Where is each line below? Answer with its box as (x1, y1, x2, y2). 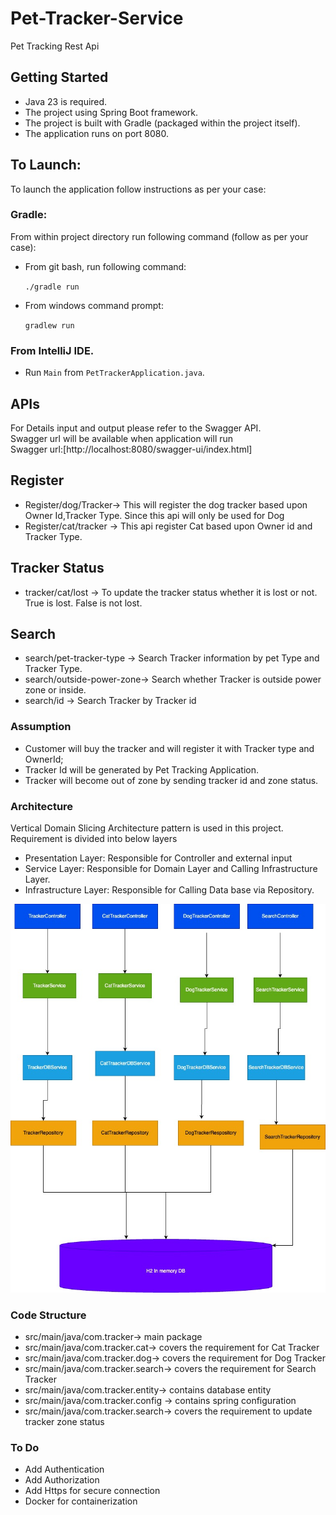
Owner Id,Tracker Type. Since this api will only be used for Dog (24, 509, 285, 521)
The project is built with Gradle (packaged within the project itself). (24, 117, 301, 129)
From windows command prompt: (24, 299, 164, 311)
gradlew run (24, 320, 75, 331)
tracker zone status (24, 1415, 105, 1427)
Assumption (10, 720, 72, 734)
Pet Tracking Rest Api (10, 40, 100, 52)
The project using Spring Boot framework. (24, 106, 199, 118)
